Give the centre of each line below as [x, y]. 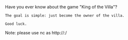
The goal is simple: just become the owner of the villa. [65, 16]
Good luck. [16, 24]
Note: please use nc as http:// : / [36, 33]
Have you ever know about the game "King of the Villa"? [61, 7]
